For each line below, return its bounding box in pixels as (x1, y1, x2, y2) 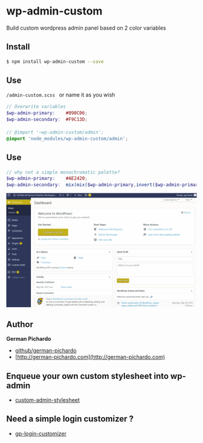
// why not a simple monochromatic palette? (6, 169, 120, 175)
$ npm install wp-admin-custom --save (6, 59, 104, 65)
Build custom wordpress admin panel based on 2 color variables (6, 24, 166, 31)
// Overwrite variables (6, 104, 66, 110)
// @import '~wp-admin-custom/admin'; (6, 129, 104, 135)
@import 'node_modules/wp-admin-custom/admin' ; (6, 135, 129, 141)
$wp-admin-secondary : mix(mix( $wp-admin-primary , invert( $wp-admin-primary (6, 182, 201, 188)
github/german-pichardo (14, 347, 77, 354)
